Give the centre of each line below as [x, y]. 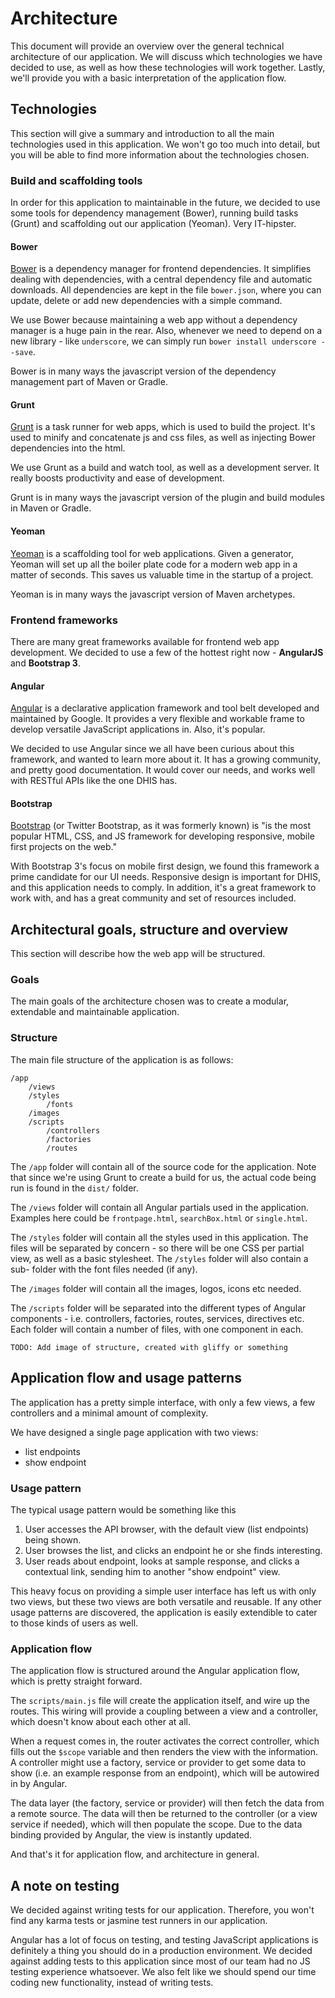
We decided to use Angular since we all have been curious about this [152, 749]
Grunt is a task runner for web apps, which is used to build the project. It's [163, 427]
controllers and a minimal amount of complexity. [109, 1413]
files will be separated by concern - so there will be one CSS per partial [157, 1248]
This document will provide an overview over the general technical [147, 46]
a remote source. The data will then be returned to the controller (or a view [164, 1814]
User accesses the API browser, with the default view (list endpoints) [167, 1529]
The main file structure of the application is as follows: [122, 1059]
